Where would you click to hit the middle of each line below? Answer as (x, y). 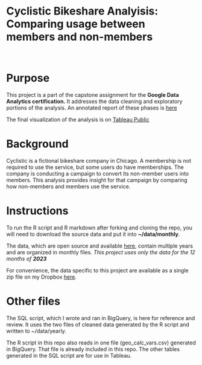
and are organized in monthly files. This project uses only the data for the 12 (101, 252)
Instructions (37, 211)
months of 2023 (27, 258)
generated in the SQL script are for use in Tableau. (69, 355)
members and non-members (80, 37)
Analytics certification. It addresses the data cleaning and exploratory (94, 101)
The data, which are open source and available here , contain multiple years (99, 246)
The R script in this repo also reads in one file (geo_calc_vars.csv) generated (101, 343)
